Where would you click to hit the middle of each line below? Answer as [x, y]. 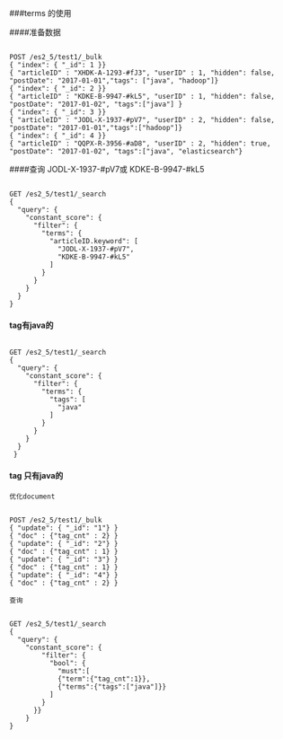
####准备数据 [35, 32]
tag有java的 [31, 325]
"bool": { [68, 664]
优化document [32, 497]
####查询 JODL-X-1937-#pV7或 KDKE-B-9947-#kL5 [107, 169]
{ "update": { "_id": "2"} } [64, 544]
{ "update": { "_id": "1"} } [64, 528]
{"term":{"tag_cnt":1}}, [104, 679]
